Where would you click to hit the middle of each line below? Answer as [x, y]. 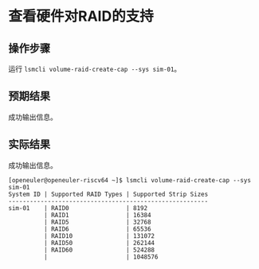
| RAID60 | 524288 [99, 250]
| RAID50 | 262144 [99, 243]
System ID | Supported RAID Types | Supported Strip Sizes [108, 194]
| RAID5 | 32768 [97, 222]
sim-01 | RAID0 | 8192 [78, 208]
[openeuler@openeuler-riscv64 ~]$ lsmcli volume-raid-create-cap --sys [129, 180]
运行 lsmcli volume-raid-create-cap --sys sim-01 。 [95, 69]
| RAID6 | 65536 [97, 229]
